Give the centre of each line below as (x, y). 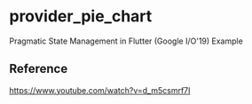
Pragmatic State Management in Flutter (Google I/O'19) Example (126, 41)
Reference (39, 69)
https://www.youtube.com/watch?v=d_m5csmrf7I (100, 90)
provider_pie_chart (81, 16)
